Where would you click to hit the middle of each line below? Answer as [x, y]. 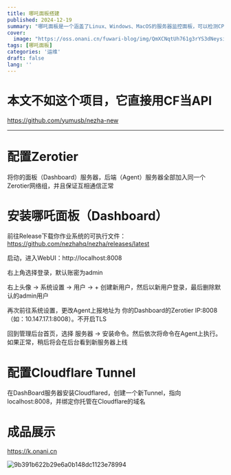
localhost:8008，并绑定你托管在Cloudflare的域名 [76, 401]
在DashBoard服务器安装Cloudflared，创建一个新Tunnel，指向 [94, 393]
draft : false [26, 58]
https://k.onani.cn [32, 452]
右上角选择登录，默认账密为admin [55, 273]
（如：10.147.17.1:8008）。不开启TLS [57, 319]
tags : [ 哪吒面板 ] [30, 45]
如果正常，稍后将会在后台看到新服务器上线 [67, 342]
